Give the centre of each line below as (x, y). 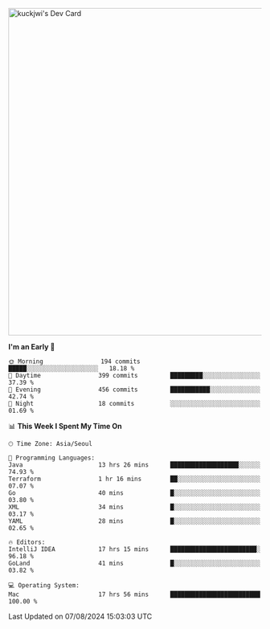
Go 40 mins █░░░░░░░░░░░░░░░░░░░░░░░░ (135, 493)
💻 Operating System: (44, 586)
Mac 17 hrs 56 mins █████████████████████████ (135, 594)
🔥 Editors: (27, 542)
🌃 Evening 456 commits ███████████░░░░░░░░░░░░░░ (135, 390)
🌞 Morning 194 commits (74, 361)
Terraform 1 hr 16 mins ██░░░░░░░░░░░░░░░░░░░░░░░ (135, 479)
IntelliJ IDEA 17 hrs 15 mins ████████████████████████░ (135, 549)
